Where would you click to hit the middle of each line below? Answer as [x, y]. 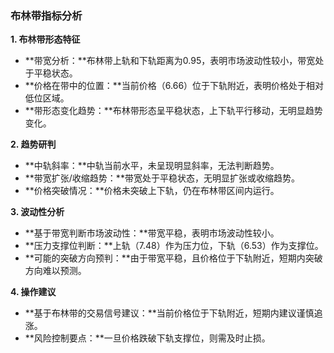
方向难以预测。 [55, 271]
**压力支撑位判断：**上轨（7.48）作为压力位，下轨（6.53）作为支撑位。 [174, 246]
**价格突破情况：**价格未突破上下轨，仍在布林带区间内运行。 [152, 191]
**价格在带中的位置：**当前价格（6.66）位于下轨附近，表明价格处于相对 [174, 86]
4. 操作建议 [33, 292]
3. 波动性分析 [37, 212]
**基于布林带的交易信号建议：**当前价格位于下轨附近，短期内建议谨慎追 [173, 313]
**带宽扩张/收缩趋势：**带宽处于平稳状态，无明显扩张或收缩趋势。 [162, 178]
